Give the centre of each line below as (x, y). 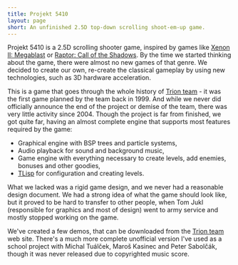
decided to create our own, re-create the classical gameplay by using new (117, 70)
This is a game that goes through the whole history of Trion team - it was (114, 92)
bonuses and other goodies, (59, 166)
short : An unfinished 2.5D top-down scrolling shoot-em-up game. (106, 27)
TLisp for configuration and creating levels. (81, 173)
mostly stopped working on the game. (63, 217)
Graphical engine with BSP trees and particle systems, (97, 143)
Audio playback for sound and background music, (91, 151)
